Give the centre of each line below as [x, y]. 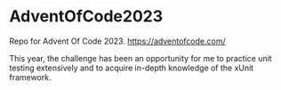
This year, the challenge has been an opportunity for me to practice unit [141, 58]
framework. [30, 77]
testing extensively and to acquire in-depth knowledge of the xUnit [132, 68]
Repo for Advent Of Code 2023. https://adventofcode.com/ [117, 41]
